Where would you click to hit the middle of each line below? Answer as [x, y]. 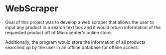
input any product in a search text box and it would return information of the [83, 27]
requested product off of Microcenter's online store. [59, 32]
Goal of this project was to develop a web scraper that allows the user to [80, 22]
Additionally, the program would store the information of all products [75, 42]
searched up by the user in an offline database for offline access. [72, 47]
